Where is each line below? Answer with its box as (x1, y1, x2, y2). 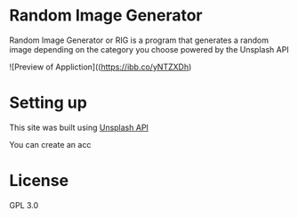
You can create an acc (9, 139, 92, 149)
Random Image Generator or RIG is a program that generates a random (9, 35, 270, 45)
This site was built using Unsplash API (9, 122, 149, 133)
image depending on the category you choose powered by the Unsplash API (9, 44, 289, 54)
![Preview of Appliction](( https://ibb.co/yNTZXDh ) (9, 61, 192, 72)
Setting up (9, 93, 87, 113)
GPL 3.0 (9, 199, 39, 210)
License (9, 171, 69, 191)
